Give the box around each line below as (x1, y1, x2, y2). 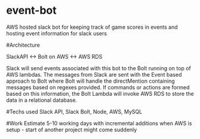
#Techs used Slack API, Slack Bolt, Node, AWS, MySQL (6, 108, 143, 115)
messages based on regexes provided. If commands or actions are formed (6, 83, 190, 90)
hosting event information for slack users (6, 29, 107, 37)
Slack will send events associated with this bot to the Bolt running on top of (6, 64, 191, 72)
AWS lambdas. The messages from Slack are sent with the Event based (6, 71, 182, 78)
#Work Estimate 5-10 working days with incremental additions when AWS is (6, 119, 192, 126)
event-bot (6, 4, 57, 17)
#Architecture (6, 41, 40, 49)
